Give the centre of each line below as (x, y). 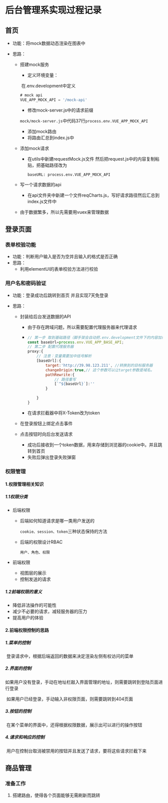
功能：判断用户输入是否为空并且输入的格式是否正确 (65, 257)
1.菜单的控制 (18, 642)
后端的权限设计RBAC (41, 542)
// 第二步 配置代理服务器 (50, 347)
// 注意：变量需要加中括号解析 (64, 356)
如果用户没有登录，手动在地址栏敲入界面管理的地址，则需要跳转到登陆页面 (82, 682)
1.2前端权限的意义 (24, 591)
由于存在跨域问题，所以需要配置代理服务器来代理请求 (82, 327)
